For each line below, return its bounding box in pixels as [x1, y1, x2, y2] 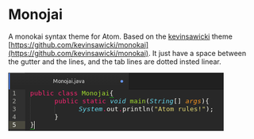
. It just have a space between [148, 48, 247, 58]
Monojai [8, 6, 63, 24]
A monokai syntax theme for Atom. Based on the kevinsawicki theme [8, 32, 233, 41]
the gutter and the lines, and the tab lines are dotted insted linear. [8, 57, 222, 66]
